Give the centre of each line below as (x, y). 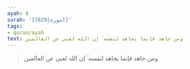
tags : (15, 26)
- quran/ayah (26, 32)
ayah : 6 (18, 13)
